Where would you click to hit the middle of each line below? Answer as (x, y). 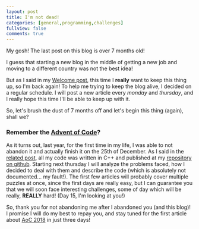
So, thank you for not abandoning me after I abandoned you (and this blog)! (99, 207)
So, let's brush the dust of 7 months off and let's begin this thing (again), (95, 111)
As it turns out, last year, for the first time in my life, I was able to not (90, 145)
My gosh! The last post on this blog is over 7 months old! (75, 51)
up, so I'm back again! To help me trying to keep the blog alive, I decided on (99, 86)
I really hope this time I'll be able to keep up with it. (68, 99)
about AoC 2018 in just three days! (48, 220)
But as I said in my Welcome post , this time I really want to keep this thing (97, 80)
